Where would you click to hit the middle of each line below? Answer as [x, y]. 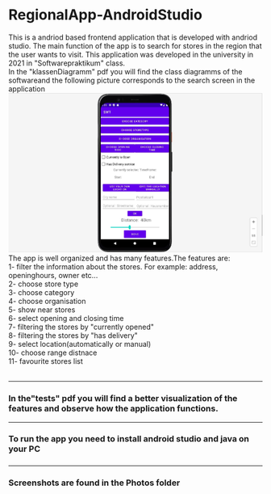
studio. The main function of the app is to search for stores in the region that [135, 45]
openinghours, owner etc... [53, 276]
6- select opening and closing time [66, 319]
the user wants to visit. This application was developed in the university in [131, 54]
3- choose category [42, 293]
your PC [25, 449]
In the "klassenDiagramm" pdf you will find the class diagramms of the [125, 71]
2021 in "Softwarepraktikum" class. [67, 63]
